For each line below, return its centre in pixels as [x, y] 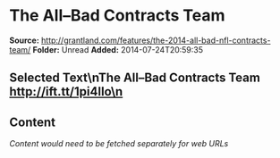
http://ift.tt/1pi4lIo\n [66, 91]
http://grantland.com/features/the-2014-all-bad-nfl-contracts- [156, 40]
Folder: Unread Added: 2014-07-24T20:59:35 [118, 49]
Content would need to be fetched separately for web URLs [119, 144]
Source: [25, 40]
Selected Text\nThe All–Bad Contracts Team [135, 78]
